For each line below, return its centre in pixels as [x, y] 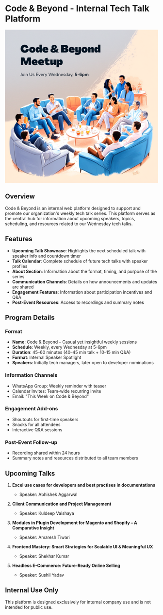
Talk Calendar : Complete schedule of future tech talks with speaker [80, 261]
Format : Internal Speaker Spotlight [47, 357]
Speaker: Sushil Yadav [42, 575]
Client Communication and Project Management [62, 504]
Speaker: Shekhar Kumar [44, 556]
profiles [20, 266]
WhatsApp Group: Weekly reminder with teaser [59, 386]
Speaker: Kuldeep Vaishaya [47, 513]
